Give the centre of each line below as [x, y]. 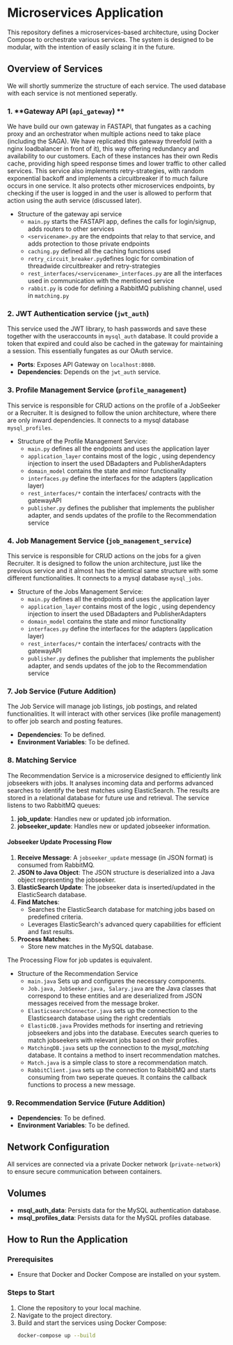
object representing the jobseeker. [66, 880]
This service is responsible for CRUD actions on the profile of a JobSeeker [114, 405]
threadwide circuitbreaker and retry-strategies [94, 266]
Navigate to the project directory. [65, 1315]
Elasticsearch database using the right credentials [99, 1018]
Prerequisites [30, 1259]
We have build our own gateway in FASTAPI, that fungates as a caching [109, 126]
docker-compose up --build [56, 1335]
